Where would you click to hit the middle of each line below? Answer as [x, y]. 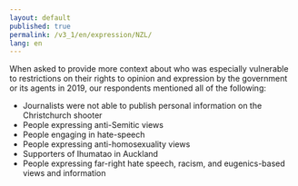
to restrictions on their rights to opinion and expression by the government [149, 79]
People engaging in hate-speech [84, 135]
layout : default [40, 18]
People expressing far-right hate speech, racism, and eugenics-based [154, 163]
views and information [64, 173]
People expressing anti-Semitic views [93, 125]
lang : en [26, 43]
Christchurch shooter [62, 115]
